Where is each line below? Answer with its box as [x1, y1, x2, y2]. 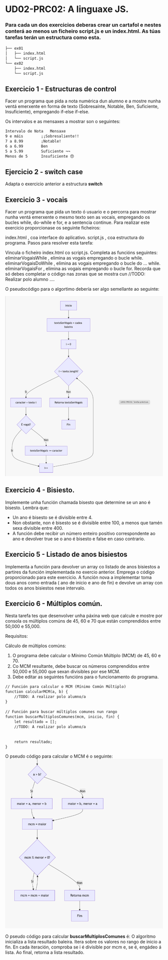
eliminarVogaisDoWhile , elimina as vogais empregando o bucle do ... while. [5, 260, 161, 266]
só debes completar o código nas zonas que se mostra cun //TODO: [5, 271, 146, 277]
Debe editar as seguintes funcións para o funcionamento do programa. [12, 674, 159, 680]
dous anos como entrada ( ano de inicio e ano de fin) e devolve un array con [5, 579, 162, 585]
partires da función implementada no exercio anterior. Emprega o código [5, 569, 155, 575]
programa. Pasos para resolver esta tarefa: [5, 239, 93, 246]
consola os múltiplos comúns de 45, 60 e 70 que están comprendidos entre [5, 618, 161, 624]
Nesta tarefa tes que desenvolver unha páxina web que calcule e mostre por [5, 613, 163, 619]
